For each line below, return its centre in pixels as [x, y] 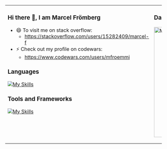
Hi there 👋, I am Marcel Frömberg [54, 18]
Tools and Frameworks [40, 99]
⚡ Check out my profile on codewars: [59, 49]
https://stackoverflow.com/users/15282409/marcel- [87, 36]
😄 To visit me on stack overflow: [54, 30]
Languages [23, 72]
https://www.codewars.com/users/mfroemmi [77, 57]
